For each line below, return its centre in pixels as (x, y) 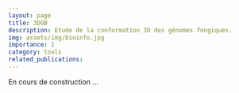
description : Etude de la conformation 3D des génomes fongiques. (120, 30)
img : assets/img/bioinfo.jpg (56, 37)
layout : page (30, 15)
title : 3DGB (28, 23)
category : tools (35, 52)
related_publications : (46, 60)
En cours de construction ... (54, 82)
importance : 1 (32, 45)
